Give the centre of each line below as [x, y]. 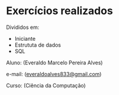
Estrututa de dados [38, 45]
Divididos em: [23, 27]
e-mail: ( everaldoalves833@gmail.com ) [54, 74]
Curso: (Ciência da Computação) [46, 85]
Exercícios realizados [59, 11]
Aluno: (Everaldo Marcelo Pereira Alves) [54, 63]
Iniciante [25, 38]
